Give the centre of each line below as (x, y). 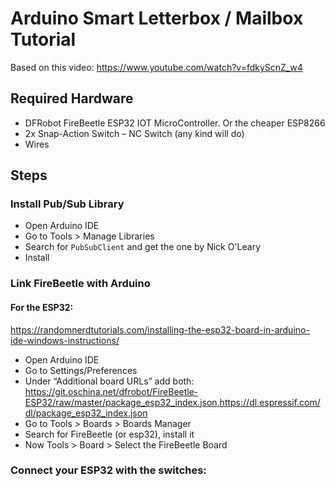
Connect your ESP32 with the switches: (108, 470)
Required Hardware (72, 98)
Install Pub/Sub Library (67, 204)
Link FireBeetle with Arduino (80, 284)
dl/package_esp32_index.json (86, 413)
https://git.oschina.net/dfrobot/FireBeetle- (111, 391)
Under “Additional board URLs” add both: (109, 381)
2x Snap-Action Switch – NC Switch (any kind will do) (134, 133)
